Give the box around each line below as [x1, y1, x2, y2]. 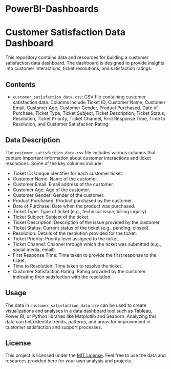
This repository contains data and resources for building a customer [5, 54, 149, 60]
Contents [5, 80, 36, 89]
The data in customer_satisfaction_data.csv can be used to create [5, 302, 147, 308]
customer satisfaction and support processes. [5, 324, 102, 330]
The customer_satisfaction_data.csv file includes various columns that [5, 149, 156, 155]
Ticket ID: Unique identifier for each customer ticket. [12, 170, 124, 176]
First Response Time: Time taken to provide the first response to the [12, 252, 157, 258]
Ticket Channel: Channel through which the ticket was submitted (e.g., [12, 241, 161, 247]
